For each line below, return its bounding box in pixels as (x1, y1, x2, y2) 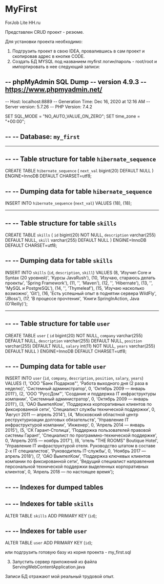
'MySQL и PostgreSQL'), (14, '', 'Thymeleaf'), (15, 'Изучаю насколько (5, 285, 145, 291)
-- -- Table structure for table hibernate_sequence (5, 155, 156, 163)
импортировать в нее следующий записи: (12, 64, 100, 70)
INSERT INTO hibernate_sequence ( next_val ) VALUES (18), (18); (5, 200, 132, 206)
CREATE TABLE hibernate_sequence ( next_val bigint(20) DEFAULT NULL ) (5, 168, 154, 174)
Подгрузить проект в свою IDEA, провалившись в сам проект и (12, 48, 145, 54)
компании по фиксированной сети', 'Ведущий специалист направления (5, 459, 155, 465)
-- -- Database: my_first (5, 133, 80, 141)
